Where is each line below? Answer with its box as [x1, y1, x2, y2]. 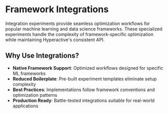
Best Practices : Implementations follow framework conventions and [12, 87, 155, 93]
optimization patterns [12, 92, 57, 98]
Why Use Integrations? [5, 51, 80, 60]
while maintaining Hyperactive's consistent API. [5, 37, 105, 43]
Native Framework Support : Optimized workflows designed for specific [12, 65, 163, 71]
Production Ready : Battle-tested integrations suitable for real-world [12, 97, 155, 103]
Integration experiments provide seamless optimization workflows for [5, 20, 150, 26]
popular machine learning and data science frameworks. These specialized [5, 25, 162, 32]
